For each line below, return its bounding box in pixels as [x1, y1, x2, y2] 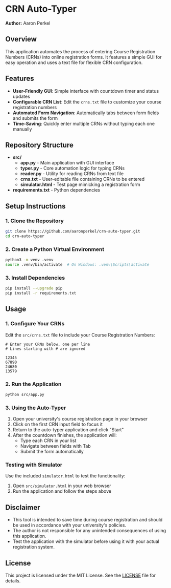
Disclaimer [5, 503, 40, 512]
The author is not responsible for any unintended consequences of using [12, 528, 166, 534]
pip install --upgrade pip [5, 286, 63, 291]
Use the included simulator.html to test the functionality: [5, 473, 126, 479]
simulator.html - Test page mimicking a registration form [20, 181, 140, 187]
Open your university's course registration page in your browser [12, 416, 148, 422]
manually [12, 126, 32, 132]
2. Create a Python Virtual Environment [5, 245, 105, 253]
